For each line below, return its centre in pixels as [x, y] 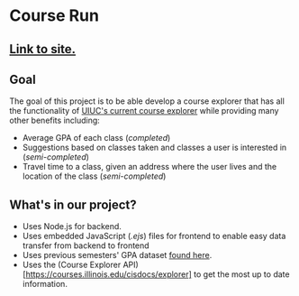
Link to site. [43, 49]
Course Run [54, 16]
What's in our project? [73, 204]
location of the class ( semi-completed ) [94, 176]
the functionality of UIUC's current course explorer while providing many [144, 111]
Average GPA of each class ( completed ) [96, 138]
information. [45, 284]
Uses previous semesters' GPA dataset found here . [117, 255]
